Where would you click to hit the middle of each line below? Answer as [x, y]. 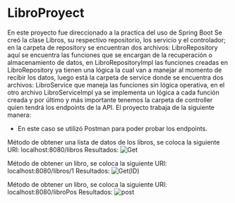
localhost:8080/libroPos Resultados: [60, 192]
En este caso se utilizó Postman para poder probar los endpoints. [113, 128]
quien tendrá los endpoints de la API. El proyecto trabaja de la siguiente [111, 107]
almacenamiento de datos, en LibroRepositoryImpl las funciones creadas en [117, 62]
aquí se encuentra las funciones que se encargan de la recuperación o [110, 55]
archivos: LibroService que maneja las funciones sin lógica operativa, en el [116, 85]
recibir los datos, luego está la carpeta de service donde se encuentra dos [115, 77]
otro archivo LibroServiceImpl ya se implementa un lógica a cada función [114, 92]
